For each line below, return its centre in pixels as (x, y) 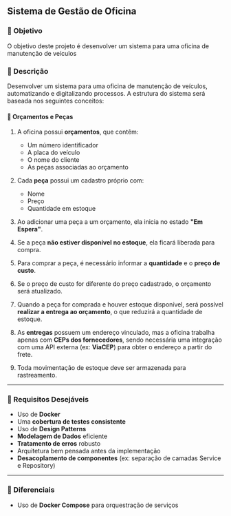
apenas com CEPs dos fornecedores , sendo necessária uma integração (119, 340)
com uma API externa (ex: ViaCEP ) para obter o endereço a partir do (114, 347)
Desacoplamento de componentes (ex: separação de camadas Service (119, 458)
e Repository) (36, 466)
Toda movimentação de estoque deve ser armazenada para (101, 368)
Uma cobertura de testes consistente (71, 422)
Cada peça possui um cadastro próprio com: (80, 180)
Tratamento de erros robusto (59, 444)
